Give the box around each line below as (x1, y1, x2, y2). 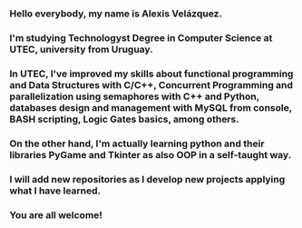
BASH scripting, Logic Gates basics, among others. (9, 113, 239, 125)
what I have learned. (9, 184, 102, 197)
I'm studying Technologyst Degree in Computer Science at (9, 31, 273, 44)
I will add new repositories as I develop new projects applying (9, 173, 286, 185)
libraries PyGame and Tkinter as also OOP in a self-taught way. (9, 148, 292, 161)
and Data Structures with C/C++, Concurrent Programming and (9, 78, 293, 91)
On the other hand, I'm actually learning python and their (9, 137, 265, 150)
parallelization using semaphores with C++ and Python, (9, 90, 260, 103)
